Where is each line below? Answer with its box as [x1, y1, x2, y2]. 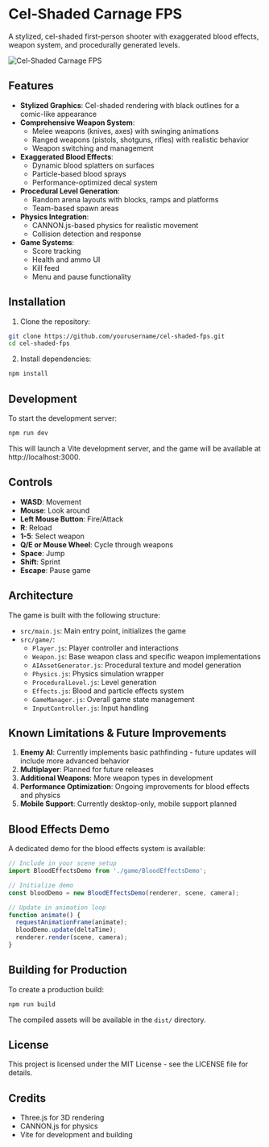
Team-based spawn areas [31, 203, 119, 213]
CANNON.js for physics [19, 1121, 98, 1131]
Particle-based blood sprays [31, 168, 126, 178]
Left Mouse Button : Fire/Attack [19, 513, 124, 524]
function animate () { [8, 911, 81, 919]
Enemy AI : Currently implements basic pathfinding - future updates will [19, 747, 257, 758]
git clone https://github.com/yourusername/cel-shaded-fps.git [8, 332, 226, 340]
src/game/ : [19, 634, 56, 644]
